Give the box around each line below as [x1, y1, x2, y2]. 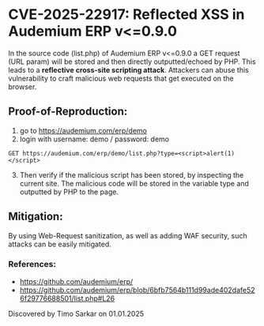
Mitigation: [8, 210, 63, 223]
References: [8, 259, 57, 270]
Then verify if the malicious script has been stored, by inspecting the [19, 170, 244, 179]
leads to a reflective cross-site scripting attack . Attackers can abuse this [8, 65, 249, 74]
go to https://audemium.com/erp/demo [19, 126, 148, 135]
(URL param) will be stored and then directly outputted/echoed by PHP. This [8, 57, 256, 66]
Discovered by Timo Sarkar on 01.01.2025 [8, 309, 145, 318]
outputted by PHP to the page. [19, 187, 119, 197]
